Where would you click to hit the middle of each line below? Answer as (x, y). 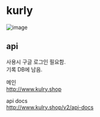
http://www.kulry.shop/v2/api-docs (50, 107)
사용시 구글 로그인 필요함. (36, 62)
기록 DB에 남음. (24, 69)
